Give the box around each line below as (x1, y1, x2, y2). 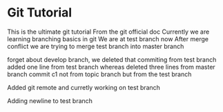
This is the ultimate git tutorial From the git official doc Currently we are (7, 27, 210, 36)
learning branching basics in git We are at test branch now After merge (7, 34, 209, 43)
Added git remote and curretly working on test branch (7, 83, 161, 91)
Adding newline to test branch (7, 96, 93, 104)
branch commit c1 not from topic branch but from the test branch (7, 70, 192, 78)
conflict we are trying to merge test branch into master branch (7, 42, 184, 50)
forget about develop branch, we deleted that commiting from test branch (7, 55, 217, 63)
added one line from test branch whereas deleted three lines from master (7, 63, 215, 71)
